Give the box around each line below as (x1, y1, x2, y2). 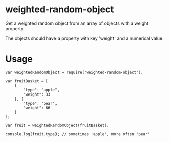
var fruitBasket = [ (5, 78, 49, 84)
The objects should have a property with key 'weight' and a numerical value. (5, 35, 164, 41)
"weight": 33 (23, 92, 51, 97)
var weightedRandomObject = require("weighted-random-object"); (5, 70, 143, 75)
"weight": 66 (23, 105, 51, 110)
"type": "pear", (23, 101, 58, 106)
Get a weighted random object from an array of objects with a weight (5, 20, 149, 26)
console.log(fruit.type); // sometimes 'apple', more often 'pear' (5, 131, 150, 137)
